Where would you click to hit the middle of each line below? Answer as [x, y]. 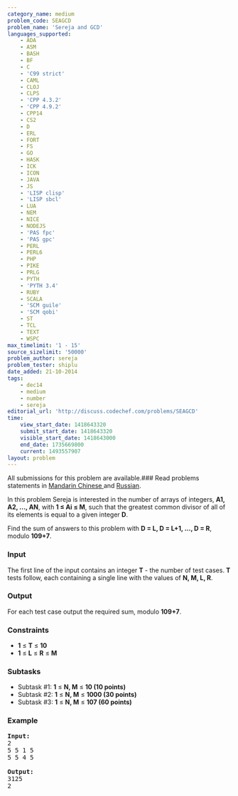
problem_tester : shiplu [43, 365]
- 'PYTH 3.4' [39, 286]
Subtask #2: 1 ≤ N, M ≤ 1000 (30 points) [77, 695]
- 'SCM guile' [41, 306]
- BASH [30, 54]
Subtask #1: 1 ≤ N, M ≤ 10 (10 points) [72, 687]
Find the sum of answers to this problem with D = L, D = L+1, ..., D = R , [109, 529]
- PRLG [30, 272]
